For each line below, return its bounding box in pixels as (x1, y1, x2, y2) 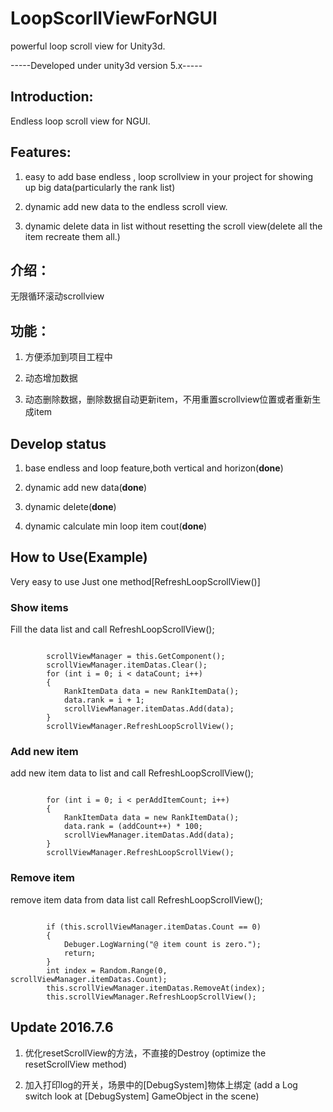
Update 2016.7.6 (10, 1019, 114, 1036)
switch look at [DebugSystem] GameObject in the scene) (24, 1090, 260, 1102)
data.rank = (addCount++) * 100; (63, 822, 203, 832)
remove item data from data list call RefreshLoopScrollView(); (10, 893, 263, 906)
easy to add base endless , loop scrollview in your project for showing (24, 170, 314, 182)
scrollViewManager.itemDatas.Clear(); (46, 660, 208, 671)
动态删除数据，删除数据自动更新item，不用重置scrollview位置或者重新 (24, 393, 313, 406)
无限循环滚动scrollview (10, 290, 105, 302)
